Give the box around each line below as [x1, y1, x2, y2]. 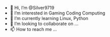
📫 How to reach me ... [10, 26, 57, 32]
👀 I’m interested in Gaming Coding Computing [10, 10, 105, 16]
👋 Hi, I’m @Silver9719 [10, 5, 54, 10]
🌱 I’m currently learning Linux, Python [10, 15, 88, 21]
